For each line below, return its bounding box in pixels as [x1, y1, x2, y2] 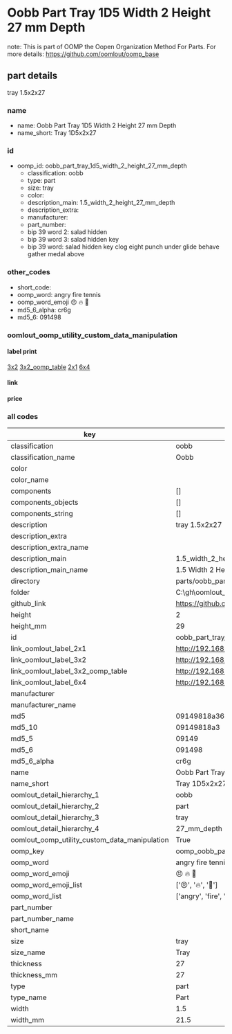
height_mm [10, 621, 47, 631]
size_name [10, 947, 46, 957]
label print [7, 348, 37, 356]
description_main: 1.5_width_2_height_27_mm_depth [27, 199, 175, 207]
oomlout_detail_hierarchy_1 [10, 790, 99, 800]
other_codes [7, 267, 50, 277]
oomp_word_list [10, 891, 62, 901]
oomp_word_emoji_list [10, 880, 83, 890]
